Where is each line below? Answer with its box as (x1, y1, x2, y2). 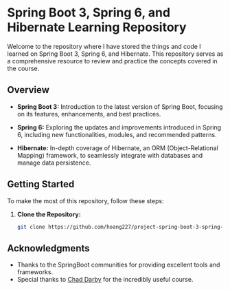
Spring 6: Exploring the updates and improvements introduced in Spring (16, 123, 222, 132)
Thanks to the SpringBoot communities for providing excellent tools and (16, 260, 220, 269)
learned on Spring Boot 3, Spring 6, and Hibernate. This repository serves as (7, 50, 224, 58)
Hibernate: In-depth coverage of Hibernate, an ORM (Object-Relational (16, 143, 218, 152)
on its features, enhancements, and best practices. (16, 110, 161, 118)
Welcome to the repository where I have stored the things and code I (7, 42, 201, 50)
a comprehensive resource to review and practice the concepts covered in (7, 56, 218, 65)
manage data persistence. (16, 158, 91, 167)
